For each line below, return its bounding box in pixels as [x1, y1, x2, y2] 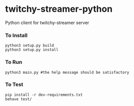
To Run [5, 59, 22, 66]
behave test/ [5, 97, 32, 102]
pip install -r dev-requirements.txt [5, 92, 83, 97]
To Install [5, 32, 28, 39]
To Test [5, 81, 24, 88]
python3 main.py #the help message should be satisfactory [5, 70, 130, 75]
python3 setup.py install [5, 48, 58, 53]
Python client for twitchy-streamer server [5, 20, 89, 26]
